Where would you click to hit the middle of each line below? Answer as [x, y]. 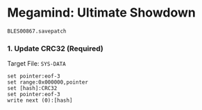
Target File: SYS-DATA [36, 64]
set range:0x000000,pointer [48, 82]
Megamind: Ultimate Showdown [101, 13]
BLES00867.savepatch [37, 31]
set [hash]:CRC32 [32, 89]
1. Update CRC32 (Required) [56, 48]
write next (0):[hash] [40, 101]
